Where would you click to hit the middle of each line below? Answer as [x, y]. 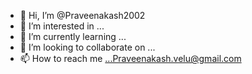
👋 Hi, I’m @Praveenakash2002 [82, 15]
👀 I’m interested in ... [62, 26]
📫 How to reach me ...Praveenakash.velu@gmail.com [130, 58]
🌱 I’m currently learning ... [73, 36]
